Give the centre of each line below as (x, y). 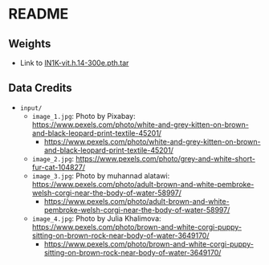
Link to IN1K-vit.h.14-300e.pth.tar (74, 63)
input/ (31, 108)
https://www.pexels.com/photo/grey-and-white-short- (165, 158)
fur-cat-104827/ (59, 167)
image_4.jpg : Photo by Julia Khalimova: (97, 218)
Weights (30, 44)
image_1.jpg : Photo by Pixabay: (84, 116)
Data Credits (40, 88)
